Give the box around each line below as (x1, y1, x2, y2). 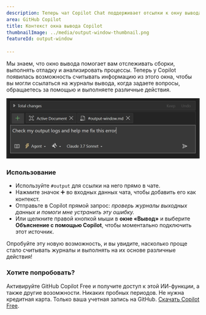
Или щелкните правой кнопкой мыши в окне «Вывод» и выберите (15, 215, 191, 222)
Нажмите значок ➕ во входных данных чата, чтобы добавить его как (15, 189, 196, 196)
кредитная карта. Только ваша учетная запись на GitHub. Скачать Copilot (6, 295, 200, 303)
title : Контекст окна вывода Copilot (6, 23, 103, 29)
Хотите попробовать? (6, 268, 75, 277)
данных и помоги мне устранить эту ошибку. (15, 209, 135, 216)
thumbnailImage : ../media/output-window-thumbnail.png (6, 29, 150, 36)
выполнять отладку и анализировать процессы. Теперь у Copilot (6, 66, 177, 74)
